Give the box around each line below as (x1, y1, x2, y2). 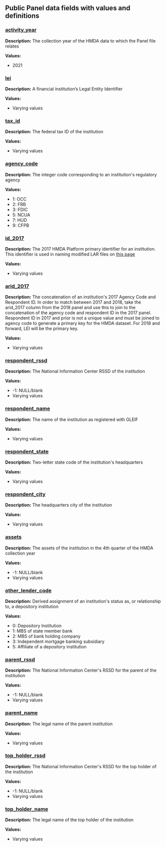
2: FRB (12, 201, 26, 207)
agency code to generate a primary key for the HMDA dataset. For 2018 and (5, 320, 160, 326)
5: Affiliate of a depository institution (12, 643, 87, 649)
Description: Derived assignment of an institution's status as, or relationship (5, 598, 161, 604)
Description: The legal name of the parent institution (5, 721, 113, 727)
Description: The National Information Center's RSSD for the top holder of (5, 763, 157, 769)
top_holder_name (5, 805, 49, 812)
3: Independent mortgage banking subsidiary (12, 638, 105, 644)
